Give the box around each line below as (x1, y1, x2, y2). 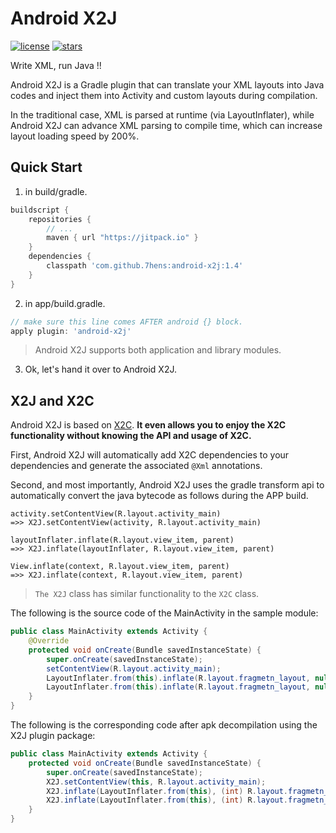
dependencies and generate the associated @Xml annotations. (10, 460, 263, 472)
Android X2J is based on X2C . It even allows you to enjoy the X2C (10, 419, 287, 431)
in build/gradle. (24, 185, 88, 197)
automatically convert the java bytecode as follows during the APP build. (10, 490, 309, 502)
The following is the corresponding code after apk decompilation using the (10, 719, 318, 731)
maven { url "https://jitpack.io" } (46, 233, 199, 243)
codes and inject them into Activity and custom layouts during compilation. (10, 89, 318, 101)
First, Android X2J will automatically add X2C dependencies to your (10, 449, 290, 461)
